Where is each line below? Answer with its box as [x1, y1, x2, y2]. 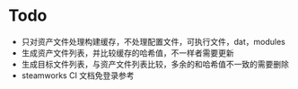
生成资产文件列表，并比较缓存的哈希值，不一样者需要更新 [21, 47, 234, 58]
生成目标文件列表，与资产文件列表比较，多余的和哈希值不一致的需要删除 [21, 58, 289, 69]
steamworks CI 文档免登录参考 [21, 69, 136, 81]
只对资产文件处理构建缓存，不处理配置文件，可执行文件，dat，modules [21, 36, 286, 47]
